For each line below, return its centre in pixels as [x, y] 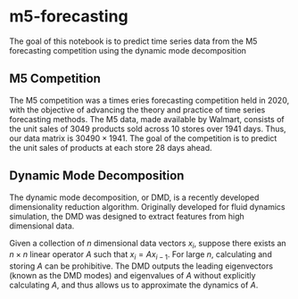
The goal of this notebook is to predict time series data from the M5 [133, 41]
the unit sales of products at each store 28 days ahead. [111, 147]
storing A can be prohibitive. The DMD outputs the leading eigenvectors [141, 266]
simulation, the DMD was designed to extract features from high [127, 216]
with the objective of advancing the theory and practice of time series [137, 110]
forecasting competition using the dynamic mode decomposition [128, 50]
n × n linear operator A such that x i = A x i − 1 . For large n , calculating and [141, 256]
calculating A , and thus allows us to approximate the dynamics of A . [134, 285]
